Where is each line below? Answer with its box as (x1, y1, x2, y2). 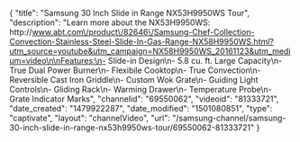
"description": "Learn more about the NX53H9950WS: (9, 17, 211, 28)
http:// (9, 27, 33, 37)
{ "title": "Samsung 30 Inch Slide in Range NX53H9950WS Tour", (9, 8, 250, 18)
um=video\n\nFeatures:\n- (9, 56, 106, 66)
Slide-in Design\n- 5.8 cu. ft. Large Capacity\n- (107, 56, 283, 66)
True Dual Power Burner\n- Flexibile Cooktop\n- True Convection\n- (9, 65, 261, 75)
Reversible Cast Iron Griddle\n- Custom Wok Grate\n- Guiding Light (9, 75, 259, 84)
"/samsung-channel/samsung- (172, 112, 286, 123)
